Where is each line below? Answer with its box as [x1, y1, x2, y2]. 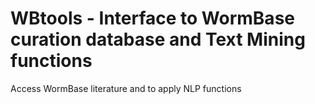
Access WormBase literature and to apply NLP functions [10, 82, 242, 94]
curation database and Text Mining [10, 28, 306, 51]
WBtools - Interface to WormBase [10, 7, 295, 30]
